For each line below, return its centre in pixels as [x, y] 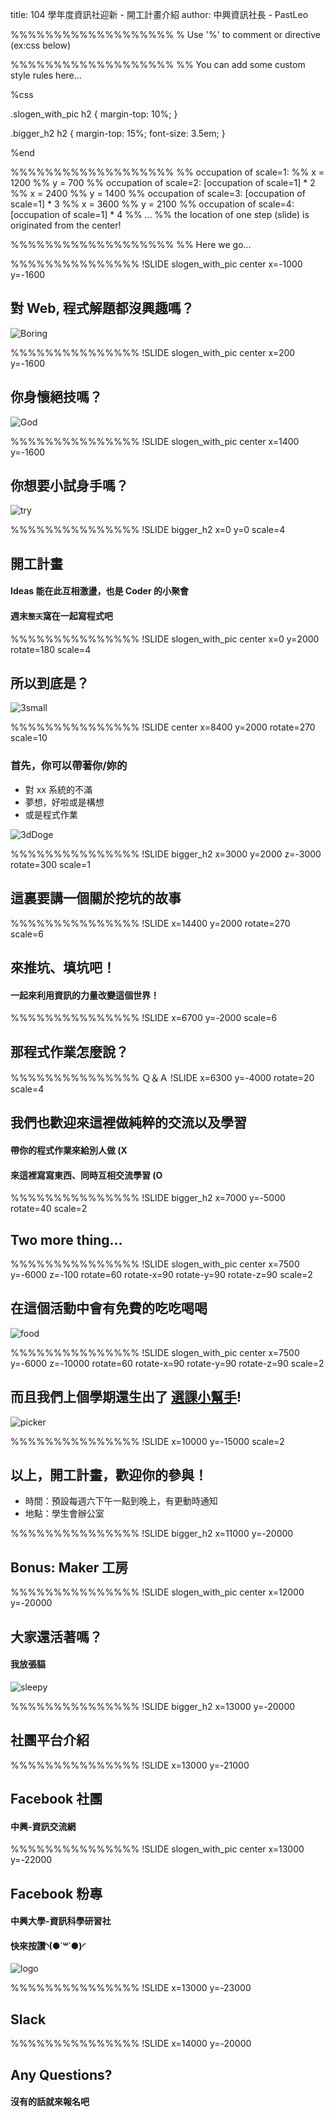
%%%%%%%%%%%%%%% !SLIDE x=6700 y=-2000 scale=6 [144, 1018]
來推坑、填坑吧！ [63, 967]
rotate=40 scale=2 [49, 1209]
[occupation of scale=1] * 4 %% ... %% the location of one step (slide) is [160, 214]
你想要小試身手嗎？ [69, 486]
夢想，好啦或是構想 [64, 802]
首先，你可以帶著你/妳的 [69, 766]
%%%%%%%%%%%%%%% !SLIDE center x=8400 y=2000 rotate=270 [163, 727]
